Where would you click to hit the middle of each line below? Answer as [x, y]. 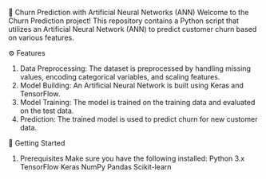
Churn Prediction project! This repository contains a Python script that [124, 21]
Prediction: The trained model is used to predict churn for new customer [139, 119]
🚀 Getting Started [37, 143]
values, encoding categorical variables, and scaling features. [120, 77]
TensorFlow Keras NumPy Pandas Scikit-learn [95, 167]
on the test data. [47, 111]
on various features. [41, 37]
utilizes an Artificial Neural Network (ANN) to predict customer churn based [133, 29]
